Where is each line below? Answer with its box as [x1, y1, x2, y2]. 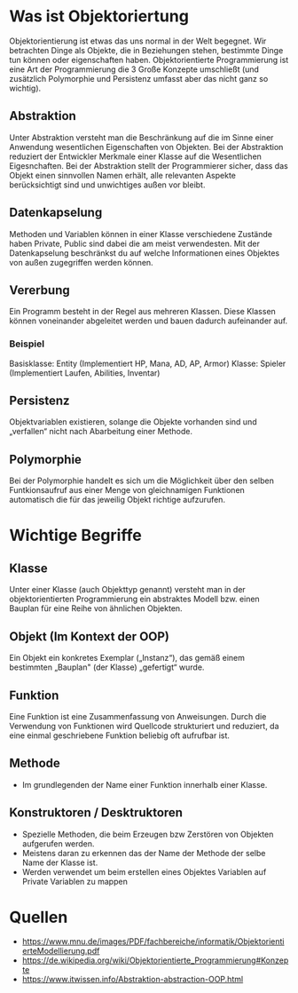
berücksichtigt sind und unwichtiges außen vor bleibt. [9, 179, 206, 190]
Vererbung [9, 282, 70, 298]
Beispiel [9, 338, 45, 350]
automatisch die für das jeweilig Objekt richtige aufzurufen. [9, 495, 226, 505]
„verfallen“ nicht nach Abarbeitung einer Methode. [9, 426, 193, 437]
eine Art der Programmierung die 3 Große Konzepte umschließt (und [9, 64, 260, 75]
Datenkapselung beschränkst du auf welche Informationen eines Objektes [9, 247, 280, 258]
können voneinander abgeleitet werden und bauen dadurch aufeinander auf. [9, 315, 288, 326]
